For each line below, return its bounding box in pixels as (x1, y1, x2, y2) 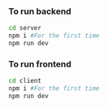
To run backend (8, 6, 71, 17)
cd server (8, 24, 42, 32)
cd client (8, 77, 42, 85)
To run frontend (8, 58, 71, 70)
